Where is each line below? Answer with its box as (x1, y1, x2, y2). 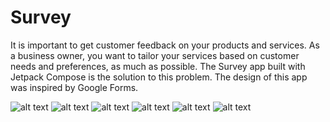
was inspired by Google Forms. (10, 81, 139, 93)
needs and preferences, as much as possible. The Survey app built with (10, 60, 306, 72)
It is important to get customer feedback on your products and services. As (10, 39, 320, 51)
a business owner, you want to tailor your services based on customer (10, 49, 300, 61)
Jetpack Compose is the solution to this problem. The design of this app (10, 71, 308, 83)
